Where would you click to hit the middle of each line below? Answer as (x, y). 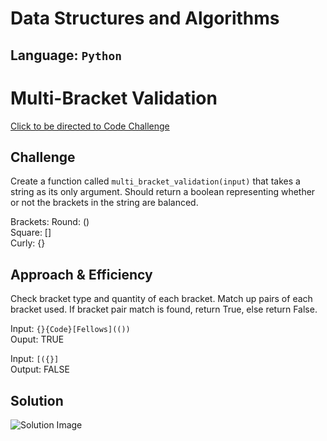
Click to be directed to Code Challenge (90, 126)
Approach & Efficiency (81, 274)
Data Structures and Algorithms (145, 18)
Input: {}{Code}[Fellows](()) (70, 329)
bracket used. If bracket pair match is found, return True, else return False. (164, 309)
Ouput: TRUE (37, 339)
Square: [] (31, 233)
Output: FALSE (40, 369)
